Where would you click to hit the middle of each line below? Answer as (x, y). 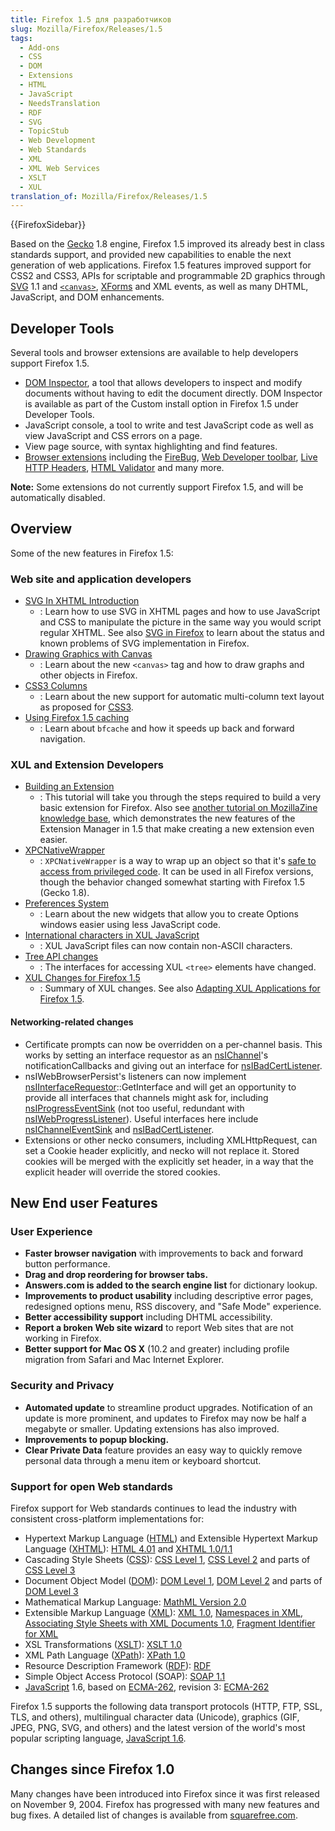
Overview (41, 529)
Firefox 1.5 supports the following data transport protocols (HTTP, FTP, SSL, (166, 1706)
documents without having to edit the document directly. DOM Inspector (173, 393)
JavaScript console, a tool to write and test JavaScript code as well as (169, 425)
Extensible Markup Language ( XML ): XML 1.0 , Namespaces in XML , (164, 1612)
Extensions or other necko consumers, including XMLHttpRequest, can (171, 1140)
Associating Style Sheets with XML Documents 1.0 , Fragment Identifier (170, 1623)
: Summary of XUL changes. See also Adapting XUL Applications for (180, 988)
